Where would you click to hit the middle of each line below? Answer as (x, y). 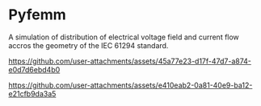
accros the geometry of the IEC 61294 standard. (88, 45)
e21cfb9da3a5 (32, 93)
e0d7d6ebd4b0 (34, 69)
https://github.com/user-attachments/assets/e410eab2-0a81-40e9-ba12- (130, 85)
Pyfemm (37, 15)
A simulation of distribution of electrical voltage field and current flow (124, 37)
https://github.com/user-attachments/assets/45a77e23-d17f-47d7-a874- (130, 61)
